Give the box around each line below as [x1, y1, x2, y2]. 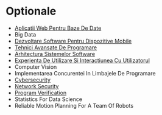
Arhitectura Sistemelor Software [14, 50, 96, 57]
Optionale [5, 4, 57, 18]
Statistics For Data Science [14, 96, 83, 103]
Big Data [14, 30, 37, 38]
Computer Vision [14, 63, 57, 71]
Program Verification [14, 89, 67, 96]
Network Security [14, 82, 59, 89]
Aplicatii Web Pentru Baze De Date [14, 24, 102, 32]
